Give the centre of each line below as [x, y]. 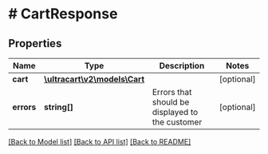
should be [171, 102]
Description [182, 66]
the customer [177, 122]
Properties [35, 43]
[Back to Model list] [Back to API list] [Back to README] [100, 142]
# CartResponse [63, 14]
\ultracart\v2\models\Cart [94, 79]
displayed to [175, 112]
